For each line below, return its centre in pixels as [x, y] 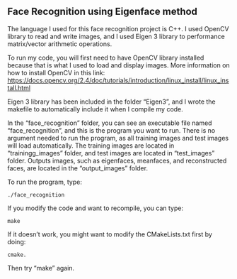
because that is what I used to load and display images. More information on [118, 65]
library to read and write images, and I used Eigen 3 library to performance [116, 36]
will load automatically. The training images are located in [91, 146]
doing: [17, 241]
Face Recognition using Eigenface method [103, 12]
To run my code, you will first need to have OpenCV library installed [106, 58]
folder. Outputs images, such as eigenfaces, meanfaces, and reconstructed [117, 160]
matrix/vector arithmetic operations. [60, 44]
